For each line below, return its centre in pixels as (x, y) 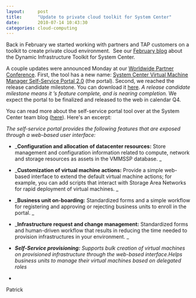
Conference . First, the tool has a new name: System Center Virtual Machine (97, 75)
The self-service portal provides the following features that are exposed (93, 129)
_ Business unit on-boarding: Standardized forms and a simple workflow (102, 200)
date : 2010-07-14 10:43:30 (47, 22)
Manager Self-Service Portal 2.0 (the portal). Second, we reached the (90, 81)
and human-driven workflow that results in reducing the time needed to (101, 230)
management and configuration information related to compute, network (102, 153)
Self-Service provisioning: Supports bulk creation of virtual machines (100, 248)
